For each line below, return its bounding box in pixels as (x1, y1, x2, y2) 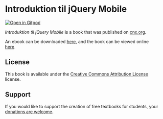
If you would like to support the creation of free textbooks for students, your (5, 103, 158, 109)
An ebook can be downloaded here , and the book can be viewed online (5, 38, 149, 45)
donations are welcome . (5, 109, 54, 115)
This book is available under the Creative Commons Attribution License (5, 71, 148, 77)
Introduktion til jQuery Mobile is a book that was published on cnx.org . (5, 29, 147, 35)
